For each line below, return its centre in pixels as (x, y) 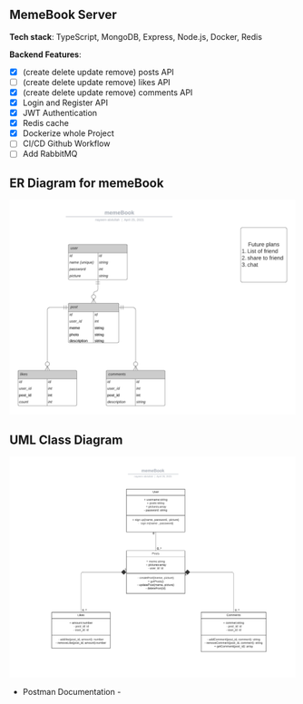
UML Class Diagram (66, 440)
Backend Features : (45, 54)
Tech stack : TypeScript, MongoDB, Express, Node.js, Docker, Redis (136, 36)
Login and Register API (65, 103)
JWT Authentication (60, 113)
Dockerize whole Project (68, 133)
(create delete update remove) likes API (96, 82)
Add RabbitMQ (50, 154)
